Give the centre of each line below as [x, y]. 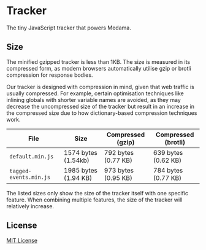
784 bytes [168, 170]
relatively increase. [30, 206]
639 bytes [168, 152]
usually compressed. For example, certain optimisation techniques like [95, 93]
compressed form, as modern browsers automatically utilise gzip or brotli [99, 68]
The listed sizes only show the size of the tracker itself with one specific [97, 193]
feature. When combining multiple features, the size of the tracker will [94, 200]
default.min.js [32, 156]
